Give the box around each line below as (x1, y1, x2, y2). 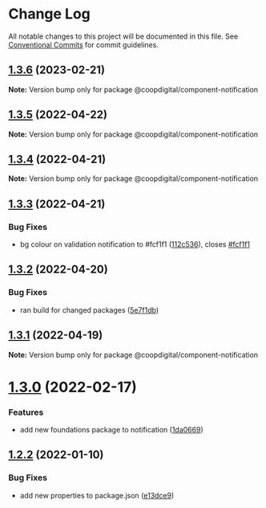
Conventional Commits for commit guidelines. (8, 39, 159, 49)
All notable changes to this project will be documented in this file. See (8, 31, 239, 41)
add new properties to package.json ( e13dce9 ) (19, 490, 175, 500)
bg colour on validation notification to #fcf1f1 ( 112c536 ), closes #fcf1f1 (19, 240, 251, 249)
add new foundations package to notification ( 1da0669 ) (19, 425, 204, 435)
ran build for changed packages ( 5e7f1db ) (19, 305, 159, 314)
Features (8, 407, 44, 418)
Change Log (8, 5, 91, 23)
